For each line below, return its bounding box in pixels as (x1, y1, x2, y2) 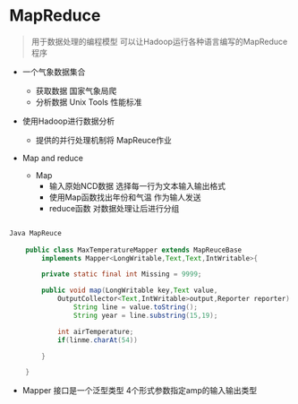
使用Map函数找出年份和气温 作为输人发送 (48, 192, 201, 202)
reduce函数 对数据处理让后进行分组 (48, 202, 180, 213)
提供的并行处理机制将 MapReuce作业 (35, 134, 173, 145)
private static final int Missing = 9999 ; (41, 270, 202, 279)
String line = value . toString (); (72, 303, 199, 312)
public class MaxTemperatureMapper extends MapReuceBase (25, 245, 243, 254)
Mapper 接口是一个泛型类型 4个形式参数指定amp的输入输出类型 (21, 385, 258, 396)
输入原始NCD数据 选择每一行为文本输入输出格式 (48, 180, 226, 191)
